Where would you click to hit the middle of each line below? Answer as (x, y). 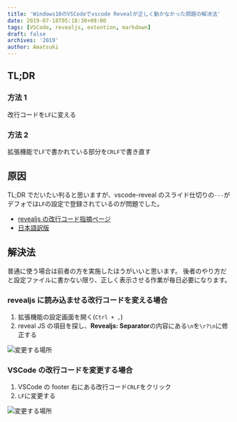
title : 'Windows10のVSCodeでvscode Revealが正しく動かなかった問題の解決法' (114, 14)
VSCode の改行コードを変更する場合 (70, 370)
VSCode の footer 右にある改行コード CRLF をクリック (94, 387)
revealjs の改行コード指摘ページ (64, 219)
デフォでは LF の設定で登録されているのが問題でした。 (85, 203)
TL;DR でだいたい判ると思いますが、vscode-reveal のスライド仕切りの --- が (119, 195)
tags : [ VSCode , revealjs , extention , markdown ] (79, 27)
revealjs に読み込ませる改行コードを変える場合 (88, 300)
